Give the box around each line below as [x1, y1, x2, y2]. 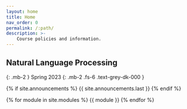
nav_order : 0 [6, 19, 38, 25]
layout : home [6, 8, 38, 15]
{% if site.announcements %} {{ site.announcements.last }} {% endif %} [6, 85, 182, 92]
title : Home [6, 14, 35, 20]
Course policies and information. [17, 36, 101, 42]
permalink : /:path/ [6, 25, 54, 31]
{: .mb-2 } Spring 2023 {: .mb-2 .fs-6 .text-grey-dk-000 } [6, 73, 145, 80]
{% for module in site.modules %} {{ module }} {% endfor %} [6, 96, 155, 103]
